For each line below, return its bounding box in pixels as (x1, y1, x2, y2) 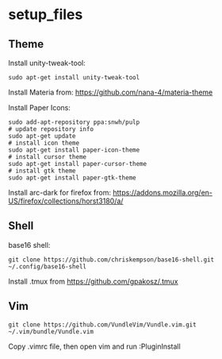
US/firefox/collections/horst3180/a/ (8, 196, 124, 206)
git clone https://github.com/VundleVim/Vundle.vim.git (8, 320, 197, 329)
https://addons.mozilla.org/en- (112, 188, 212, 197)
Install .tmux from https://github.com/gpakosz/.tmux (8, 276, 178, 286)
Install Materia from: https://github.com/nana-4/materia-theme (8, 87, 213, 97)
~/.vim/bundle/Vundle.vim (8, 327, 94, 335)
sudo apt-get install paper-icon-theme (8, 146, 140, 154)
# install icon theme (8, 139, 80, 147)
